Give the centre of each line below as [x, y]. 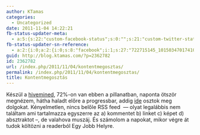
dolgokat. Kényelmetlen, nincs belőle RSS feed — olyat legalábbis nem [93, 107]
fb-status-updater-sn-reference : [48, 45]
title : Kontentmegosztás [37, 78]
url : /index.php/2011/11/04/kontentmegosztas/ [65, 67]
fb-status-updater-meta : [37, 34]
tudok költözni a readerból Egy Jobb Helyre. [60, 126]
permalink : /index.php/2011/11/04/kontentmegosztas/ [73, 72]
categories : [21, 17]
